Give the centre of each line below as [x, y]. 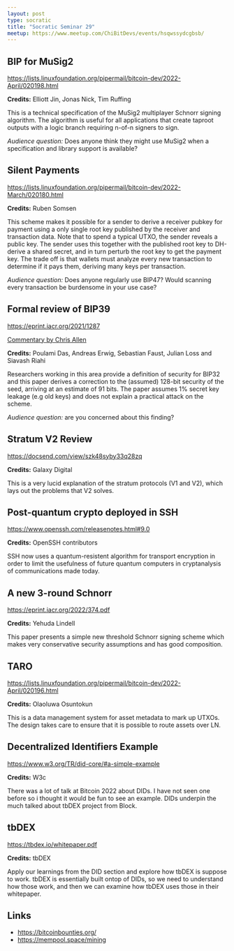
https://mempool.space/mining [62, 940]
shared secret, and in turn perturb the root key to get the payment [127, 251]
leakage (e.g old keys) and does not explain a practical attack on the [105, 396]
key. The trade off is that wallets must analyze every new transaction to [110, 258]
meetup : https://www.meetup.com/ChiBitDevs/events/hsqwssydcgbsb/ [106, 33]
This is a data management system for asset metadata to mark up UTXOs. [114, 717]
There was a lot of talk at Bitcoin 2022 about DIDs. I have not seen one [109, 790]
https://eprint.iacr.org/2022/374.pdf [59, 610]
